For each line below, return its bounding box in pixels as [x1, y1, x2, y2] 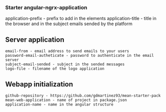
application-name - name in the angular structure [5, 102, 114, 107]
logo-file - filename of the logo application [5, 66, 105, 71]
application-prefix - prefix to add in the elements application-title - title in [5, 16, 157, 22]
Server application [5, 35, 64, 44]
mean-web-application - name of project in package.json [5, 97, 127, 102]
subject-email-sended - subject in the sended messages [5, 62, 125, 67]
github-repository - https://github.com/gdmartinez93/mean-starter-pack [5, 93, 161, 98]
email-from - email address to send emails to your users [5, 49, 129, 54]
